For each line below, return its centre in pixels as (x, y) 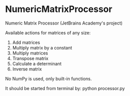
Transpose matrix (30, 58)
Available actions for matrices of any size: (48, 32)
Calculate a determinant (37, 63)
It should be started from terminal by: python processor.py (65, 88)
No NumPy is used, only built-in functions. (49, 78)
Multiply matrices (30, 53)
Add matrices (26, 42)
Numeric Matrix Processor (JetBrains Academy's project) (64, 23)
